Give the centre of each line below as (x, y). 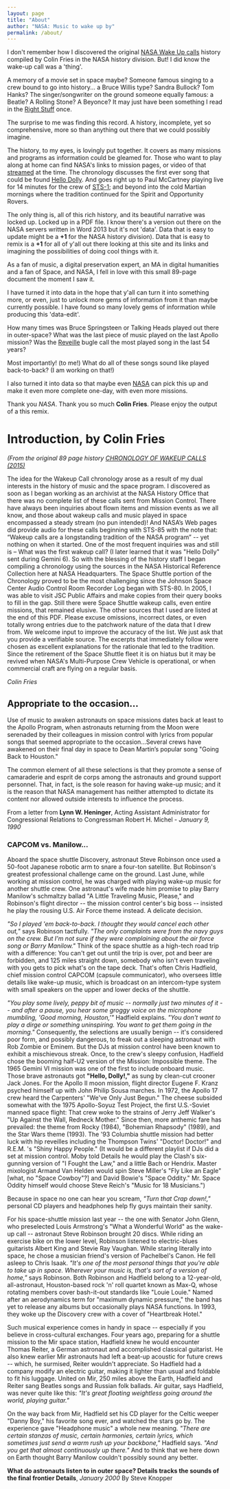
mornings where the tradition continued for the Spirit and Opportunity (105, 194)
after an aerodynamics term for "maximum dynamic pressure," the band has (115, 1299)
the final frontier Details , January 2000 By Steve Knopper (90, 1478)
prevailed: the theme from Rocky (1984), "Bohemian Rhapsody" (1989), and (114, 1127)
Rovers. (18, 202)
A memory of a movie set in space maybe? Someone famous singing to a (111, 80)
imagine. (19, 137)
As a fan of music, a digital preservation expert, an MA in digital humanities (113, 264)
